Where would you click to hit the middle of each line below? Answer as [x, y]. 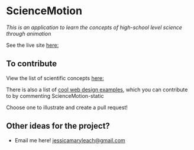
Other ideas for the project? [58, 126]
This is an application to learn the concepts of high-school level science [94, 27]
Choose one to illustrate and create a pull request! [67, 107]
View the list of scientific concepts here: [55, 78]
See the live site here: [33, 45]
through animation [29, 33]
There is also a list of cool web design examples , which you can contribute [97, 90]
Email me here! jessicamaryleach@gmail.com [70, 140]
